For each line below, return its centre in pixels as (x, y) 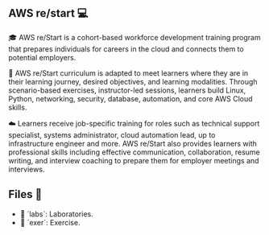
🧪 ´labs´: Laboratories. (57, 214)
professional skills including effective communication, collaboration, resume (134, 152)
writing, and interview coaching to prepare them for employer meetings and (134, 160)
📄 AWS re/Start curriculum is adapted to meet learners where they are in (128, 73)
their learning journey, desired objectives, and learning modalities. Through (133, 81)
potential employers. (42, 57)
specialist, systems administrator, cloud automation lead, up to (112, 134)
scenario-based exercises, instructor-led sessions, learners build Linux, (127, 90)
